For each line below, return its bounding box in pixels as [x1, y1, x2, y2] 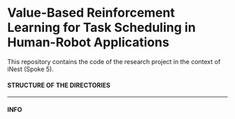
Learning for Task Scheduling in [7, 19, 196, 35]
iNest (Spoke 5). [7, 65, 54, 73]
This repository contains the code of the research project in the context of [7, 57, 221, 65]
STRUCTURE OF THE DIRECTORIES [7, 81, 111, 89]
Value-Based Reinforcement [7, 5, 175, 21]
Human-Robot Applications [7, 35, 170, 50]
